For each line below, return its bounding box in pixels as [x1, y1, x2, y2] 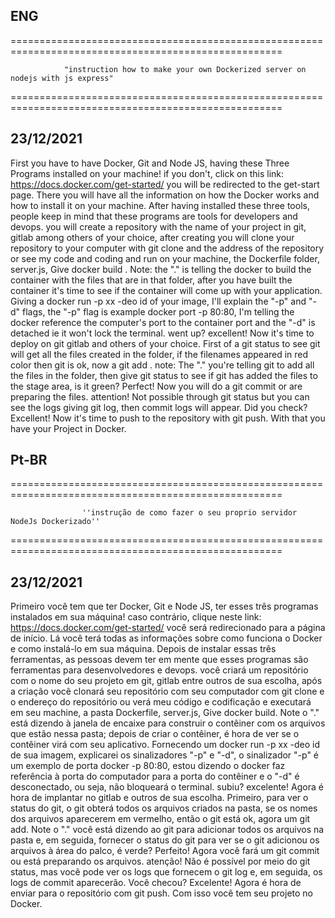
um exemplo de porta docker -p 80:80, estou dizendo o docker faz [10, 760, 286, 772]
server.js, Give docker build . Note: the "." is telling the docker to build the [10, 263, 312, 275]
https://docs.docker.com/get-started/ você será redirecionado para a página [10, 622, 326, 634]
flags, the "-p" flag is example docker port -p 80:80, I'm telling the [22, 305, 295, 318]
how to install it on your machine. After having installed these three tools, [10, 199, 310, 211]
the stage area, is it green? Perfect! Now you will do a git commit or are [10, 380, 303, 392]
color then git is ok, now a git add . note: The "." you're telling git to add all [10, 359, 315, 371]
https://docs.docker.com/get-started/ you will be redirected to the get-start [10, 178, 320, 190]
